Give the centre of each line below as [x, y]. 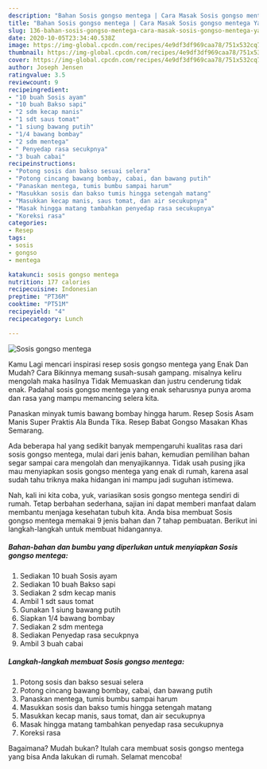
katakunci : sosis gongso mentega [64, 275]
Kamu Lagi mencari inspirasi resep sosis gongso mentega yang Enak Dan [128, 364]
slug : [17, 30]
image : [19, 45]
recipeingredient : [39, 90]
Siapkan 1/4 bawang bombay [67, 618]
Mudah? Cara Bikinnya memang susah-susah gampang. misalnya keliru [125, 372]
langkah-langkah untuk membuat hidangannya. [85, 529]
